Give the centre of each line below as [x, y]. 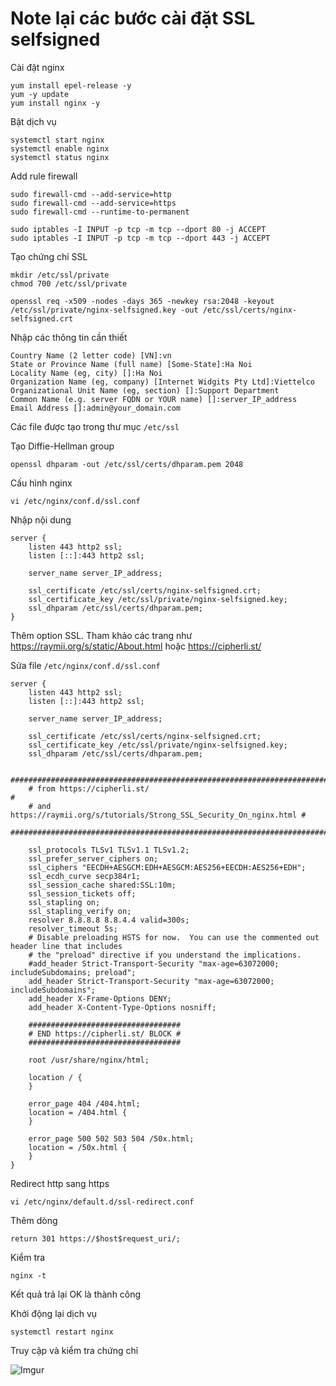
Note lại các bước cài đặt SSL [133, 18]
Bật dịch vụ [33, 121]
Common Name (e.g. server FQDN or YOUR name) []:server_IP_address [154, 399]
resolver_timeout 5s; [73, 928]
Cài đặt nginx [37, 67]
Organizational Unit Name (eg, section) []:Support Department [145, 390]
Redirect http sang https [60, 1183]
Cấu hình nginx [41, 483]
